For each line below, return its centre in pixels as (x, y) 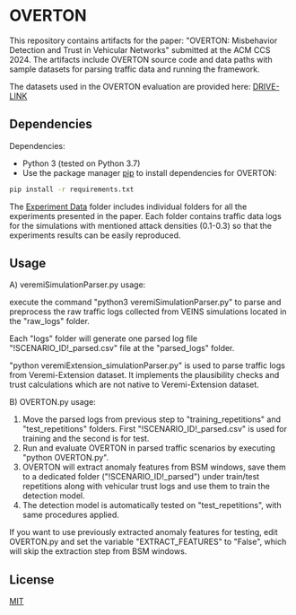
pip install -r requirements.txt (72, 189)
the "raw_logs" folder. (49, 321)
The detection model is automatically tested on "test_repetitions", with (152, 505)
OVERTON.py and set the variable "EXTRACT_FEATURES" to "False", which (148, 542)
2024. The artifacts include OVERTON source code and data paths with (141, 59)
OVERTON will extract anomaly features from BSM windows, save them (154, 467)
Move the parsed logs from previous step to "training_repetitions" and (151, 419)
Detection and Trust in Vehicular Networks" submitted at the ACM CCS (140, 49)
